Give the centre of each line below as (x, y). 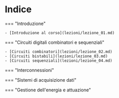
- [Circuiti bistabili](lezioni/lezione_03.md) (56, 56)
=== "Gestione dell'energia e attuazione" (48, 90)
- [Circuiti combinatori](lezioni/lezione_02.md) (59, 52)
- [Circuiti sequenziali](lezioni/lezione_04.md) (59, 60)
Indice (18, 9)
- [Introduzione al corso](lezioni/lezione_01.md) (60, 33)
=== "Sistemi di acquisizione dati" (41, 80)
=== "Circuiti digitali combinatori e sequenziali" (55, 42)
